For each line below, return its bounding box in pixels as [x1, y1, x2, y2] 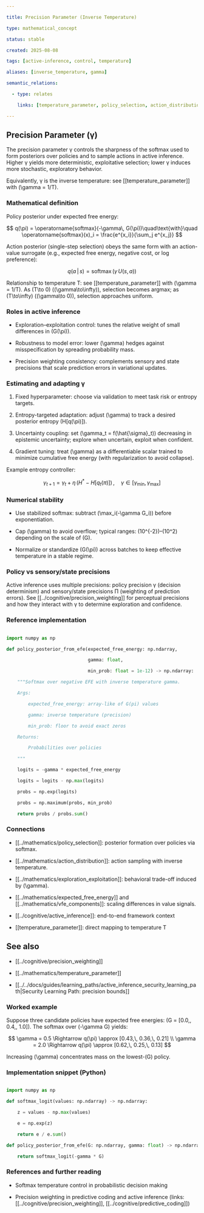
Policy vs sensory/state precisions [6, 568, 110, 575]
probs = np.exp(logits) [17, 788, 78, 794]
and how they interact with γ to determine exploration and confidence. [6, 600, 182, 608]
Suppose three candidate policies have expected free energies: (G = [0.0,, [6, 1017, 192, 1024]
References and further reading [6, 1167, 101, 1176]
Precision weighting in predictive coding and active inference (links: [15, 1193, 185, 1200]
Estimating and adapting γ [6, 379, 85, 388]
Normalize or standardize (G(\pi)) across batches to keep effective [15, 546, 182, 554]
